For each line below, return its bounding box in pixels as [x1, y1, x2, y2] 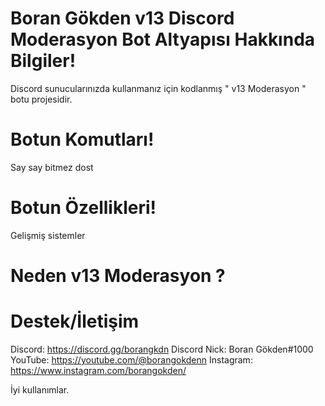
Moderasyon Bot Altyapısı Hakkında [10, 28, 316, 51]
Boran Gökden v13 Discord [10, 7, 235, 30]
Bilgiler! [10, 50, 77, 72]
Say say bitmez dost [10, 161, 94, 173]
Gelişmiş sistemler [10, 229, 86, 241]
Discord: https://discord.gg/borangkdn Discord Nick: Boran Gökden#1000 [10, 343, 314, 355]
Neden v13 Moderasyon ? [10, 265, 226, 287]
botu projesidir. [10, 93, 73, 105]
